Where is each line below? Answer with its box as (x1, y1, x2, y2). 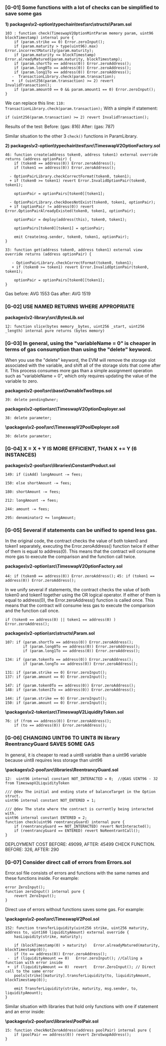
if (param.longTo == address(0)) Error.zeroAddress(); (23, 661, 138, 666)
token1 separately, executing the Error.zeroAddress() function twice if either (5, 543, 159, 549)
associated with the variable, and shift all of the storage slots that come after (5, 362, 161, 368)
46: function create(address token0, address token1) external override (5, 152, 158, 157)
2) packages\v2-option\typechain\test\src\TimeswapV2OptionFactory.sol (5, 143, 161, 149)
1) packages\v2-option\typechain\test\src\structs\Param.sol (5, 21, 132, 27)
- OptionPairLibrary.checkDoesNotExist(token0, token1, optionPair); (9, 200, 156, 205)
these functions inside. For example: (5, 875, 79, 881)
